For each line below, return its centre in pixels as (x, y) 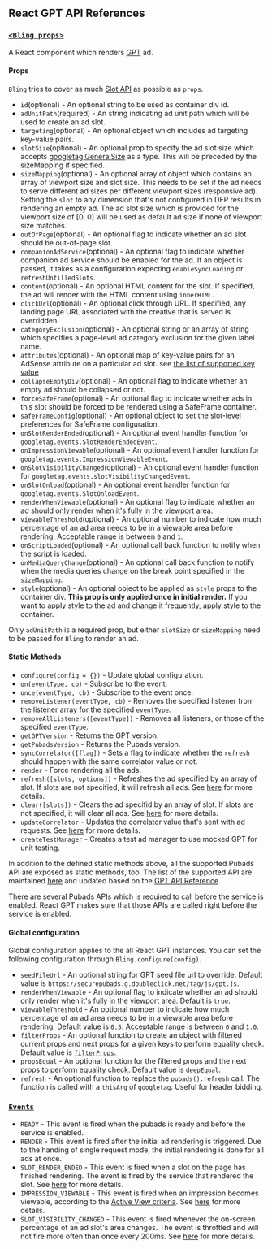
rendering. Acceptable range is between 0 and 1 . (101, 536)
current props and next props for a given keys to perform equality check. (142, 1044)
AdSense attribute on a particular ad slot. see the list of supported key (138, 363)
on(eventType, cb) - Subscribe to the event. (94, 684)
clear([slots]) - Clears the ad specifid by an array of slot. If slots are (137, 804)
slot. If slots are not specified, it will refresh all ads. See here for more (136, 787)
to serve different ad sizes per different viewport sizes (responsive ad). (139, 191)
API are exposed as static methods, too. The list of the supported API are (130, 872)
